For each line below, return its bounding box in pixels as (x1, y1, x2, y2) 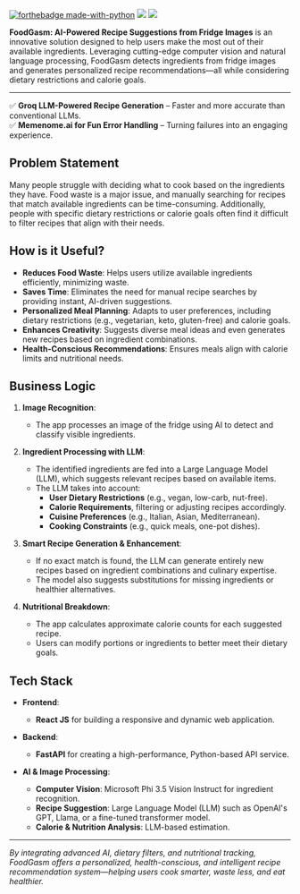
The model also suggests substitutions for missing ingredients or (35, 575, 274, 585)
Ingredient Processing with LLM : (21, 447, 146, 457)
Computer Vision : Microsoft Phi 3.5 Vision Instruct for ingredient (35, 784, 274, 795)
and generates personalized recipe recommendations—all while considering (9, 65, 290, 75)
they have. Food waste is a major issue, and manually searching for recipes (9, 189, 286, 200)
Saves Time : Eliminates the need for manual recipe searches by (21, 286, 257, 297)
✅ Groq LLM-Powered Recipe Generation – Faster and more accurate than (9, 100, 286, 111)
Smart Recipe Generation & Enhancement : (21, 538, 182, 549)
